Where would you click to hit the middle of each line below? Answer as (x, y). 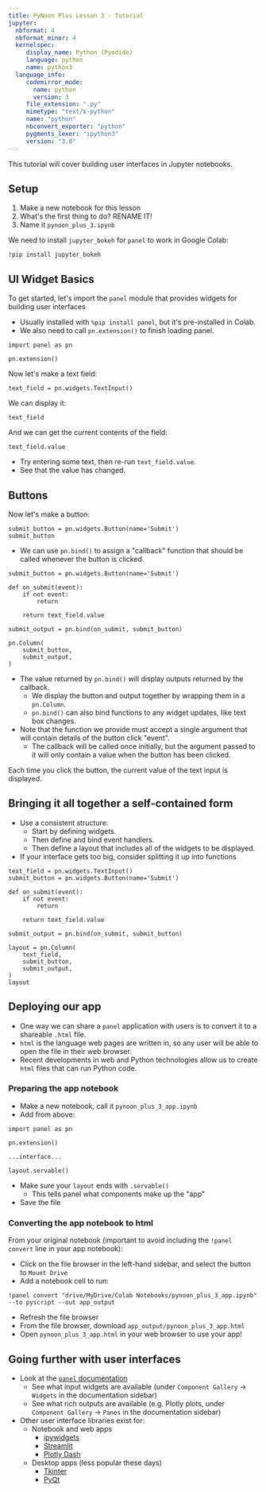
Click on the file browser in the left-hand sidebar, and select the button (135, 1264)
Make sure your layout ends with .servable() (94, 1185)
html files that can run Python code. (78, 1068)
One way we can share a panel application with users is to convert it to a (138, 1025)
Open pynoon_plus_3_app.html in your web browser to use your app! (131, 1334)
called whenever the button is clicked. (82, 559)
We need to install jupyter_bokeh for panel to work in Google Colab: (118, 240)
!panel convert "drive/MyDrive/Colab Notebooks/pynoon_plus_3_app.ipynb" (133, 1296)
